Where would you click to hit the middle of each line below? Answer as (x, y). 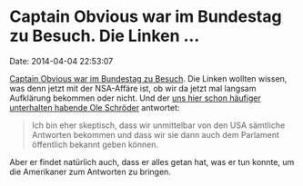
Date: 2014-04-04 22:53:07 (61, 61)
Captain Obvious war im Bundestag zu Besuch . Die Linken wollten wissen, (148, 78)
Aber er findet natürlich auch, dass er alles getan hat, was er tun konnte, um (152, 162)
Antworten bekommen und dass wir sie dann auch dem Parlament (155, 134)
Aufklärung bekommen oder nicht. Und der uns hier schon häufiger (135, 98)
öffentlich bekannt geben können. (95, 144)
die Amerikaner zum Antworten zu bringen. (90, 171)
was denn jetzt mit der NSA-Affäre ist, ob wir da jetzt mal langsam (133, 88)
